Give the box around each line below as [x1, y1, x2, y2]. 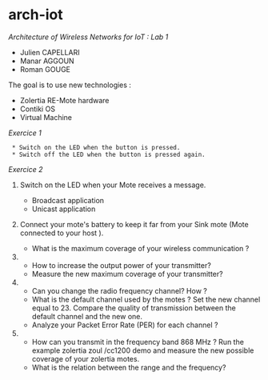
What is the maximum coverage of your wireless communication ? [31, 243, 250, 253]
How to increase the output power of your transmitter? [31, 260, 212, 270]
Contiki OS [19, 104, 56, 114]
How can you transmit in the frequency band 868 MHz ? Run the [31, 337, 244, 346]
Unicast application [31, 204, 96, 214]
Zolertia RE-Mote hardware [19, 95, 110, 105]
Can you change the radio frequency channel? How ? [31, 286, 208, 295]
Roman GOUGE [19, 64, 70, 74]
